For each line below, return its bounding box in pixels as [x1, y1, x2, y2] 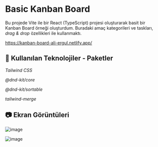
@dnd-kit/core [5, 76, 35, 82]
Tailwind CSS [5, 67, 33, 73]
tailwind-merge [5, 96, 37, 102]
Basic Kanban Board [5, 3, 90, 15]
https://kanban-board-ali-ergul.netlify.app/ [5, 39, 93, 45]
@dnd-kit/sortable [5, 86, 43, 92]
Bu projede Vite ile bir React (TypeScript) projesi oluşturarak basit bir [5, 20, 146, 26]
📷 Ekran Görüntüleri [5, 111, 69, 119]
